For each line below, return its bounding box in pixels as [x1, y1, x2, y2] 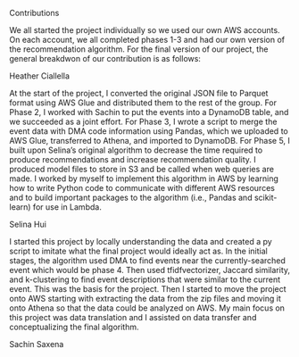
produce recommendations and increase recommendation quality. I [9, 154, 256, 164]
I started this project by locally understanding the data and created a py [9, 237, 272, 246]
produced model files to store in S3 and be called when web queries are [9, 164, 275, 174]
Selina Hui [9, 219, 47, 229]
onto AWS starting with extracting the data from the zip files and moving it [9, 294, 281, 303]
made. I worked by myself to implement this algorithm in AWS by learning [9, 173, 279, 184]
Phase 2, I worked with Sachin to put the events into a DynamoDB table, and [9, 107, 289, 117]
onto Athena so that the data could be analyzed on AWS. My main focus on [9, 303, 286, 313]
